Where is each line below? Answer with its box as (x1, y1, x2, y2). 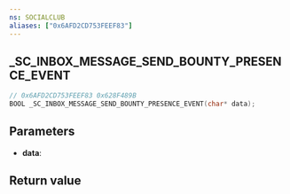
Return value (9, 174, 82, 189)
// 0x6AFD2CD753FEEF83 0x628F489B (9, 91, 137, 100)
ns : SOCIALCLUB (9, 12, 66, 22)
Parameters (9, 124, 75, 139)
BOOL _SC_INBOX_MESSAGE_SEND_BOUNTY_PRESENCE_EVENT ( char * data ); (9, 99, 255, 109)
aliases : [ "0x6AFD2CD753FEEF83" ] (9, 21, 133, 30)
